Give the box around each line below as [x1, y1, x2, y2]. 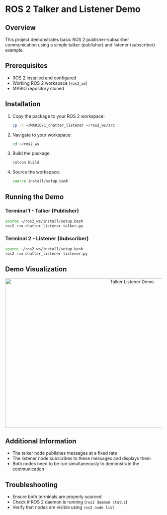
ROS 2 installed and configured [12, 75, 77, 81]
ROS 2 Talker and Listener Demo [5, 3, 141, 15]
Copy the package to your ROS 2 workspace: [12, 113, 105, 119]
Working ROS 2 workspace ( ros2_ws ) [12, 80, 88, 86]
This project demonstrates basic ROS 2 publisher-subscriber [5, 36, 129, 42]
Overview [5, 23, 36, 32]
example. [5, 47, 24, 53]
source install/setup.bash [12, 178, 69, 184]
